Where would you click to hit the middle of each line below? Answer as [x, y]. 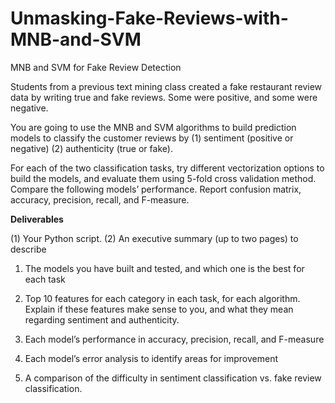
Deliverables [37, 219]
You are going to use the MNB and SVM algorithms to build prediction [153, 127]
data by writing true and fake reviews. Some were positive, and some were [164, 97]
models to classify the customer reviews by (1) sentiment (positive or [152, 138]
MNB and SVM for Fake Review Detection [96, 67]
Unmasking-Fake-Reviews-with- [149, 18]
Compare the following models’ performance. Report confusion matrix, [156, 189]
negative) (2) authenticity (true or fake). [91, 148]
